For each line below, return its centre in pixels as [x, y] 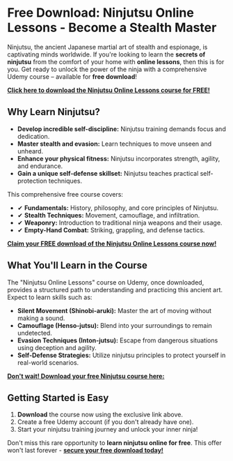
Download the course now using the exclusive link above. [100, 415]
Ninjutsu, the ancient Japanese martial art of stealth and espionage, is [107, 47]
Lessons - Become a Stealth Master [112, 28]
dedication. [33, 136]
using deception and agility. [57, 347]
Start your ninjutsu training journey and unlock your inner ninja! [107, 430]
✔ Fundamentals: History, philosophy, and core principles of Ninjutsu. [118, 208]
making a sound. [41, 318]
